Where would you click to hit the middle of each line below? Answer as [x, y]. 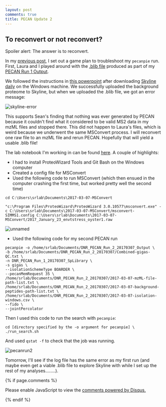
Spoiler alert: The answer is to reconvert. [47, 51]
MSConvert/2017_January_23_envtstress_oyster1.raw [59, 220]
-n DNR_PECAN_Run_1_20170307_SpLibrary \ [49, 261]
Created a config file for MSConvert [49, 173]
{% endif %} [18, 400]
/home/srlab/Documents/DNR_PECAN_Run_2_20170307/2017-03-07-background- [82, 287]
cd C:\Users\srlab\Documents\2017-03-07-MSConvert [59, 198]
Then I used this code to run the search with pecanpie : [61, 318]
